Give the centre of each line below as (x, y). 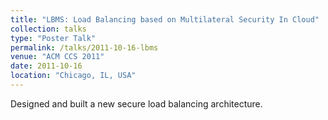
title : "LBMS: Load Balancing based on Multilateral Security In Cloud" (165, 19)
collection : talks (48, 29)
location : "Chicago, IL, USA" (73, 76)
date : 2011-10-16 (46, 66)
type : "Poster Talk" (53, 38)
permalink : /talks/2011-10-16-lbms (84, 47)
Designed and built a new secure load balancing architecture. (136, 103)
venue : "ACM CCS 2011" (57, 57)
